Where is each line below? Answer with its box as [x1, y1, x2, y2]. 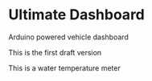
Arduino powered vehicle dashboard [8, 32, 129, 42]
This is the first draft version [8, 47, 102, 57]
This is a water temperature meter [8, 63, 121, 73]
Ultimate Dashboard [8, 6, 145, 24]
